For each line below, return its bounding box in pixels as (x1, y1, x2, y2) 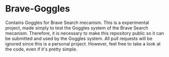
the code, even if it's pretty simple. (5, 46, 78, 52)
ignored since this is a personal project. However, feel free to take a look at (5, 40, 161, 46)
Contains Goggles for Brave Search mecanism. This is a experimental (5, 19, 149, 25)
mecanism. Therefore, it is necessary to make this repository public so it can (5, 30, 164, 36)
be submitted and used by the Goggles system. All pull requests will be (5, 35, 153, 41)
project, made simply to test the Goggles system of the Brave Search (5, 24, 149, 30)
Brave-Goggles (5, 3, 70, 14)
